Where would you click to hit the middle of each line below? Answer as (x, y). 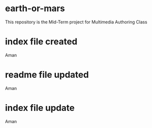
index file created (41, 42)
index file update (40, 108)
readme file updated (47, 75)
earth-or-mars (35, 9)
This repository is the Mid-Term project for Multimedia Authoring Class (76, 22)
